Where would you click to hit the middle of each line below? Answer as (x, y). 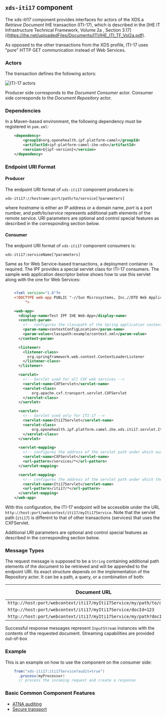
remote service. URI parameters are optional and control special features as (82, 218)
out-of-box (16, 639)
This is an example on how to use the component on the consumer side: (79, 662)
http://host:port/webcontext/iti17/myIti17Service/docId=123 (81, 610)
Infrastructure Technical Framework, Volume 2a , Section (63, 30)
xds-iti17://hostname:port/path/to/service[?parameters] (65, 198)
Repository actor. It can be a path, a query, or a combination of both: (75, 577)
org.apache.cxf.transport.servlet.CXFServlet (79, 393)
